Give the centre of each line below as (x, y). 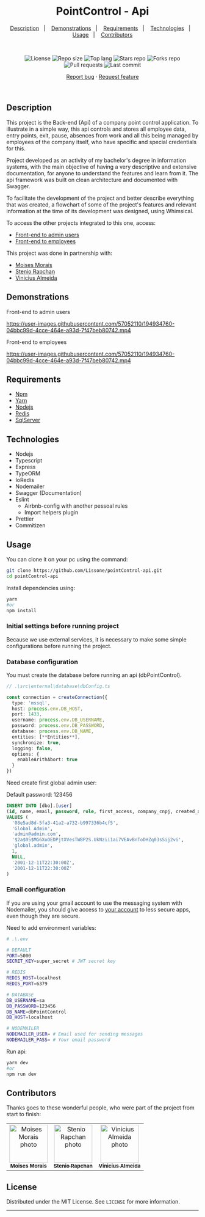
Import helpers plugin (51, 513)
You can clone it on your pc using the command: (67, 559)
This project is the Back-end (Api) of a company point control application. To (103, 122)
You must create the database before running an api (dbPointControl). (94, 675)
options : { (26, 754)
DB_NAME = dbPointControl (37, 1012)
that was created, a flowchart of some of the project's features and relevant (101, 204)
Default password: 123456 (39, 795)
